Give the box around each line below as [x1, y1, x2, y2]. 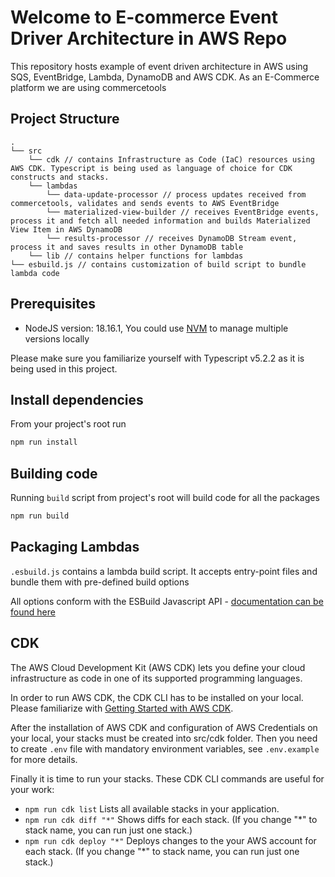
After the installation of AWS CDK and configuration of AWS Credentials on [10, 721, 318, 733]
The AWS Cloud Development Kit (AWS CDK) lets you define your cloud [10, 661, 306, 673]
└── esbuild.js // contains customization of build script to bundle [10, 259, 307, 270]
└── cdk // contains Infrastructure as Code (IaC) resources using [28, 154, 315, 165]
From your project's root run [10, 418, 127, 430]
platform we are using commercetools [10, 81, 167, 93]
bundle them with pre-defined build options [10, 576, 190, 588]
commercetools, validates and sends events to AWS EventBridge [10, 198, 280, 208]
